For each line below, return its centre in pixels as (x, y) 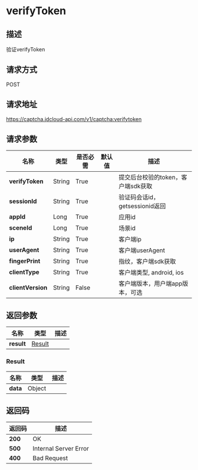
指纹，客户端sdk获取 (147, 262)
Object (37, 388)
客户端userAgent (142, 250)
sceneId (21, 228)
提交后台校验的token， (150, 177)
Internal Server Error (61, 449)
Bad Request (50, 458)
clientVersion (28, 288)
